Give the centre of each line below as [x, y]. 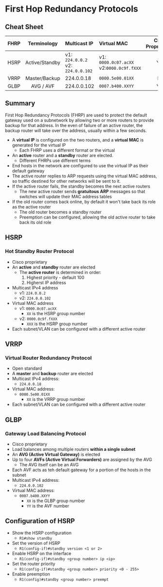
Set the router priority [34, 564]
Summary [20, 103]
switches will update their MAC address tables [65, 196]
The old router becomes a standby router [60, 212]
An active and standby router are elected [54, 267]
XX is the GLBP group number [56, 501]
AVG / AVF [43, 86]
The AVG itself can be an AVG [49, 464]
